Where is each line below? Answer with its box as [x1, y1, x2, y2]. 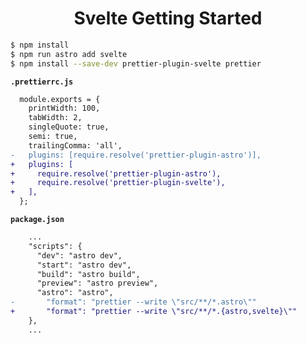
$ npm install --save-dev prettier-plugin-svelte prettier [10, 58, 262, 69]
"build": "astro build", [36, 269, 141, 279]
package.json [10, 215, 65, 225]
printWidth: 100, [28, 103, 101, 114]
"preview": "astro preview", [36, 278, 159, 289]
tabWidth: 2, [28, 113, 83, 123]
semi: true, [28, 132, 78, 142]
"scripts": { [28, 241, 83, 251]
